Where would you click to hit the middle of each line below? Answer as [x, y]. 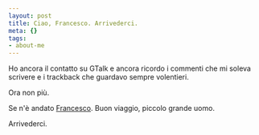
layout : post [30, 16]
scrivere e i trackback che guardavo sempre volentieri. [99, 77]
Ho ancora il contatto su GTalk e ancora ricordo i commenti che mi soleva [130, 68]
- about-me [27, 46]
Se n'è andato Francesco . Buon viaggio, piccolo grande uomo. [112, 108]
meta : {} [23, 31]
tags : [17, 38]
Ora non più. [29, 92]
